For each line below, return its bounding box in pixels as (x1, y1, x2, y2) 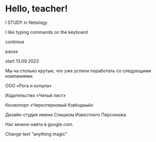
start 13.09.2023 (5, 58, 39, 64)
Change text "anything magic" (5, 131, 67, 137)
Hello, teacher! (5, 3, 68, 14)
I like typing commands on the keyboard (5, 29, 88, 35)
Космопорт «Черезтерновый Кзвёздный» (5, 102, 94, 108)
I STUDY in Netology (5, 19, 47, 25)
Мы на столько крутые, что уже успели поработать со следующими (5, 68, 151, 74)
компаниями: (5, 73, 33, 79)
